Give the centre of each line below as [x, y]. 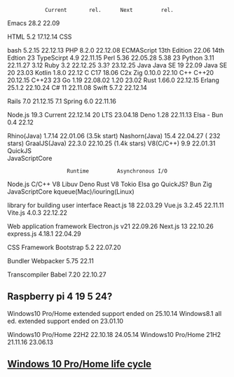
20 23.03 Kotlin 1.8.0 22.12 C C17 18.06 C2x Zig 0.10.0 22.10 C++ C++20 [111, 73]
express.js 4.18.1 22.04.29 [44, 234]
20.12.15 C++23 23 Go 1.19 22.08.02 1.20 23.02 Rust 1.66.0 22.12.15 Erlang [113, 80]
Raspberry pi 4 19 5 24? [60, 297]
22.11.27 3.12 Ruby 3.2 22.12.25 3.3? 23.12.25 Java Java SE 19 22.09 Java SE [117, 65]
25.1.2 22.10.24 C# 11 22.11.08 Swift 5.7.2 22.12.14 [77, 87]
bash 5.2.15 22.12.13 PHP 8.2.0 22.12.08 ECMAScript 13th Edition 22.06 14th [116, 50]
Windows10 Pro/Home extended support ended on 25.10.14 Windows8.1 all [115, 313]
